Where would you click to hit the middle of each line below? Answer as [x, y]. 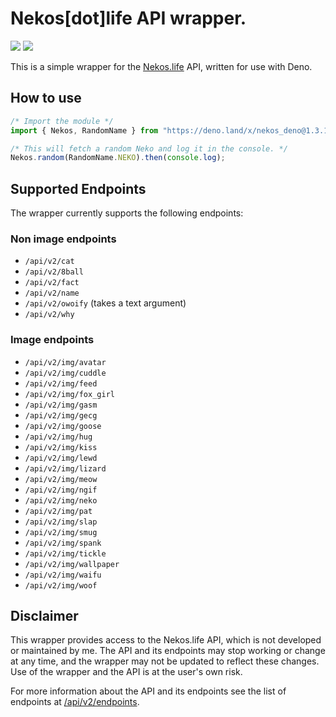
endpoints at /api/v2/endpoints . [75, 702]
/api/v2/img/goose [63, 426]
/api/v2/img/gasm [61, 405]
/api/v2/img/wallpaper [72, 564]
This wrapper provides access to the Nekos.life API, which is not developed [166, 640]
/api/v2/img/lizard [65, 468]
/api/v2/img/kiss [61, 447]
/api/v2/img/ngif [61, 490]
